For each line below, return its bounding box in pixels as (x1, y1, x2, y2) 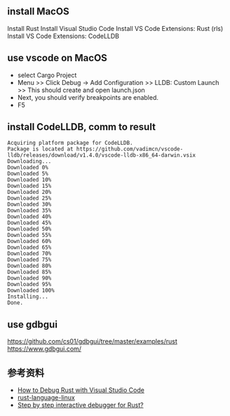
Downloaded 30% (7, 201, 52, 208)
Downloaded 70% (7, 250, 52, 257)
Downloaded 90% (7, 275, 52, 282)
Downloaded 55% (7, 232, 52, 239)
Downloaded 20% (7, 189, 52, 196)
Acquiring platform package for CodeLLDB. (7, 140, 133, 147)
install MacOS (7, 6, 69, 18)
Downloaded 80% (7, 263, 52, 270)
